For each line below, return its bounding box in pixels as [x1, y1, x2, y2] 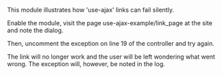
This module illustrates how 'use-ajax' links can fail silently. [7, 6, 175, 14]
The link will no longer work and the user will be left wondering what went [7, 52, 216, 61]
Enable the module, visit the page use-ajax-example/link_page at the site [7, 19, 212, 27]
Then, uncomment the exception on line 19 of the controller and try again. [7, 40, 214, 47]
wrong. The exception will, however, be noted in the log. [7, 60, 166, 67]
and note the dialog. [7, 27, 64, 34]
